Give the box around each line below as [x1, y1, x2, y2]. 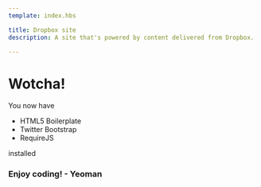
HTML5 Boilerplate [19, 116, 82, 126]
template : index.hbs [8, 11, 77, 20]
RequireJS [19, 133, 54, 143]
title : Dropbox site [8, 25, 77, 34]
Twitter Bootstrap [19, 125, 77, 134]
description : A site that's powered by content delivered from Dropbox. [8, 33, 255, 41]
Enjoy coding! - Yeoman [8, 169, 103, 180]
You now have [8, 101, 55, 111]
